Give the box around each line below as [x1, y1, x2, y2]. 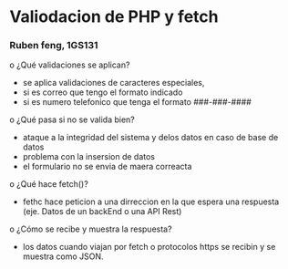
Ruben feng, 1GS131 [9, 39, 98, 52]
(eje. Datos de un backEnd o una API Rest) [22, 206, 182, 217]
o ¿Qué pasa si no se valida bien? [9, 114, 135, 125]
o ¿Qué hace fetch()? [9, 179, 88, 190]
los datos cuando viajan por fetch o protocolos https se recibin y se [22, 242, 276, 253]
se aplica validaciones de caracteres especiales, [22, 78, 205, 88]
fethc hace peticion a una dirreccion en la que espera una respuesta [22, 196, 280, 207]
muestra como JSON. [22, 251, 104, 262]
